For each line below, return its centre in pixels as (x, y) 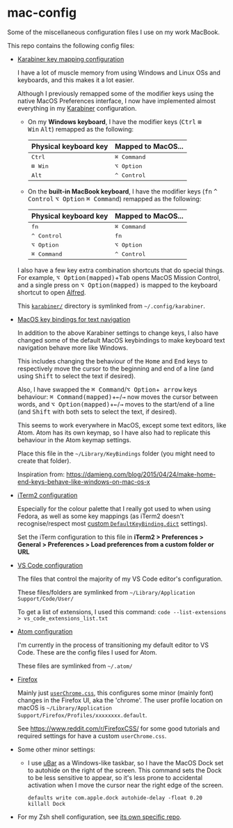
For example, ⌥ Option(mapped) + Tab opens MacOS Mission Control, (119, 277)
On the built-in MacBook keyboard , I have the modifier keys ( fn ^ (122, 191)
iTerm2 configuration (47, 495)
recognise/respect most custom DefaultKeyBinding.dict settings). (112, 523)
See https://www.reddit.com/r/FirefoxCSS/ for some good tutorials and (119, 728)
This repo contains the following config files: (71, 45)
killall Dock (47, 804)
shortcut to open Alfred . (51, 292)
